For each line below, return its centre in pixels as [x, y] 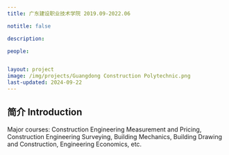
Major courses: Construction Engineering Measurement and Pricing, [104, 129]
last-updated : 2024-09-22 [44, 83]
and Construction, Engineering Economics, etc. [75, 144]
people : [18, 51]
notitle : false [29, 26]
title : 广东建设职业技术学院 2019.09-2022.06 [69, 13]
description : [26, 39]
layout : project [31, 70]
